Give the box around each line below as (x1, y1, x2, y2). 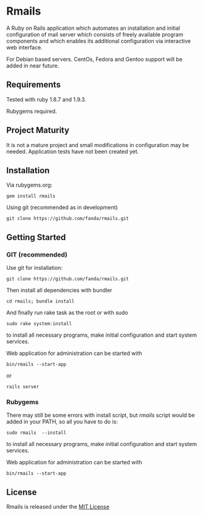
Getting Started (6, 232, 66, 243)
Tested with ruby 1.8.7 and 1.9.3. (6, 95, 86, 103)
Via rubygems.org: (6, 181, 53, 189)
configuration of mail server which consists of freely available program (6, 30, 184, 38)
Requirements (6, 80, 61, 90)
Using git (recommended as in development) (6, 204, 119, 211)
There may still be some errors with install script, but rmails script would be (6, 411, 195, 419)
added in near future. (6, 62, 60, 69)
